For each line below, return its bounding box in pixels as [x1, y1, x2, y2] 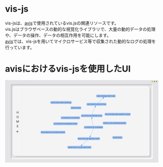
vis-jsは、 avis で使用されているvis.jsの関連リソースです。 [5, 20, 119, 26]
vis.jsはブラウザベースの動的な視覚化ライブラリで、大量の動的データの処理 [5, 26, 156, 32]
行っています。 [5, 44, 35, 50]
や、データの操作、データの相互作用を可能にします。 [5, 32, 111, 38]
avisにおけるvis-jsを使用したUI [5, 63, 131, 74]
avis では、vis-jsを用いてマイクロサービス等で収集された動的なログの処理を [5, 38, 156, 44]
